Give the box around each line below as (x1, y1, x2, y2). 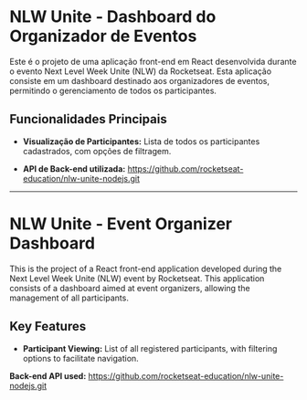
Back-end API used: (9, 370, 87, 381)
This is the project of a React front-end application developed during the (9, 263, 282, 274)
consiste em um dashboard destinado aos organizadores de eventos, (9, 75, 270, 86)
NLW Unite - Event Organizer (9, 213, 233, 234)
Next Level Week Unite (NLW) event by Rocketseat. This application (9, 272, 265, 284)
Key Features (9, 319, 87, 334)
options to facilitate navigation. (22, 353, 139, 363)
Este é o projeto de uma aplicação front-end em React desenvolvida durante (9, 56, 297, 67)
